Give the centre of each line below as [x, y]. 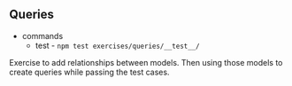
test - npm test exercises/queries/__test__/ [118, 45]
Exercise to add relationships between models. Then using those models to [146, 62]
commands [42, 35]
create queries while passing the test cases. [89, 72]
